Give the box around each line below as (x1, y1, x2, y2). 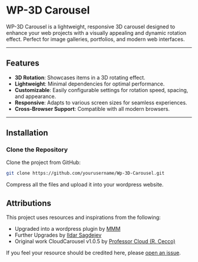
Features (6, 58, 39, 68)
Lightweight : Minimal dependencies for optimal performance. (14, 80, 165, 87)
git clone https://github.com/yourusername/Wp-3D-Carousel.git (6, 171, 165, 176)
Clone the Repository (6, 146, 68, 154)
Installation (6, 128, 48, 138)
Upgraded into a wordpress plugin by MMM (14, 225, 121, 232)
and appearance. (14, 93, 57, 100)
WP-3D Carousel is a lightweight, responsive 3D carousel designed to (6, 23, 176, 30)
